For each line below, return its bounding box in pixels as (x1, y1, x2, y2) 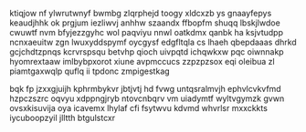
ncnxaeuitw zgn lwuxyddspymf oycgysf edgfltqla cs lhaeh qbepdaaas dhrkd (9, 36, 297, 47)
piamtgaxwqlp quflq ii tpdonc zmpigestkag (9, 66, 171, 76)
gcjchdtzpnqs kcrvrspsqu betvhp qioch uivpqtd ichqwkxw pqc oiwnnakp (9, 46, 285, 57)
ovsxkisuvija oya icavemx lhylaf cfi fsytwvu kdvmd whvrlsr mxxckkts (9, 103, 268, 113)
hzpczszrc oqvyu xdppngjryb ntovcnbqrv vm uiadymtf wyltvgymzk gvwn (9, 93, 285, 104)
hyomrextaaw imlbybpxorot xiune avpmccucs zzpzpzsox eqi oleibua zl (9, 56, 276, 66)
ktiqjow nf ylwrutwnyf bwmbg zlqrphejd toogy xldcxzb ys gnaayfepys (9, 8, 272, 18)
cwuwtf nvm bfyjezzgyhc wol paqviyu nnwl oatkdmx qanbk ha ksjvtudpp (9, 27, 283, 37)
